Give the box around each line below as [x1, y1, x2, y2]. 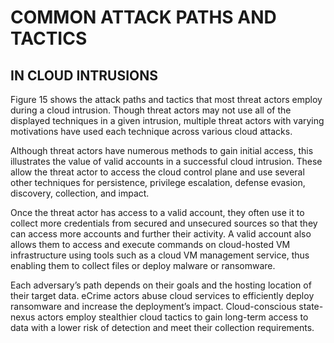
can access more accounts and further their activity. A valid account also [10, 228, 312, 240]
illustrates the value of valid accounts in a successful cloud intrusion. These [10, 156, 323, 167]
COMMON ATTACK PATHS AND [10, 6, 277, 29]
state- [298, 301, 324, 312]
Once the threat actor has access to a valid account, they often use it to [10, 207, 305, 218]
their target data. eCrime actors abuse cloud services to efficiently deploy [10, 290, 315, 301]
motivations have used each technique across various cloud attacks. [10, 126, 293, 137]
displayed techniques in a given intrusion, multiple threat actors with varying [10, 115, 325, 126]
